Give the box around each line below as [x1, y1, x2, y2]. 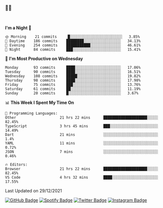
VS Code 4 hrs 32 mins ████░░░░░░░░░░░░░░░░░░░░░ [5, 175, 159, 180]
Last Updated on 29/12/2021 [5, 188, 62, 194]
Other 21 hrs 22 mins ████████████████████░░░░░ [5, 115, 159, 120]
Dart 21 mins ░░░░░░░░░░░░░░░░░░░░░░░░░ [5, 132, 159, 137]
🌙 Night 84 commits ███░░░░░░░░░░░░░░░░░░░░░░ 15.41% [5, 47, 141, 52]
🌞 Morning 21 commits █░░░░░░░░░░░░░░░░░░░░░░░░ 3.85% [5, 34, 140, 40]
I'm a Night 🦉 [5, 25, 32, 31]
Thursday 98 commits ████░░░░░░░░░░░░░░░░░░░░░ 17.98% [5, 78, 141, 83]
